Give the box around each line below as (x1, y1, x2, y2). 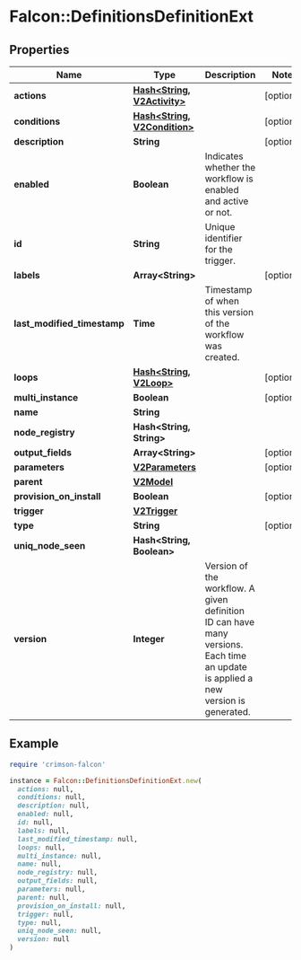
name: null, (17, 859, 63, 868)
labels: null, (17, 826, 70, 835)
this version (204, 306, 254, 318)
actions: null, (17, 784, 74, 794)
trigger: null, (17, 910, 74, 919)
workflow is (204, 172, 254, 185)
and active (204, 195, 249, 207)
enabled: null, (17, 810, 74, 819)
